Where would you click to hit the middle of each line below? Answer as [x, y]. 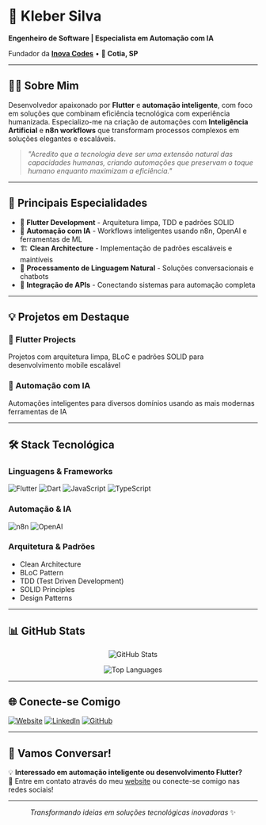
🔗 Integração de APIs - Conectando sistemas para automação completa [137, 285]
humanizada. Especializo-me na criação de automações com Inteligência [128, 121]
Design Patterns [46, 598]
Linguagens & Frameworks [61, 471]
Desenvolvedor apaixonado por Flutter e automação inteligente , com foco [131, 105]
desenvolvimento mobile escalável [65, 365]
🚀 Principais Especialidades [78, 203]
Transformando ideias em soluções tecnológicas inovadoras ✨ [133, 812]
